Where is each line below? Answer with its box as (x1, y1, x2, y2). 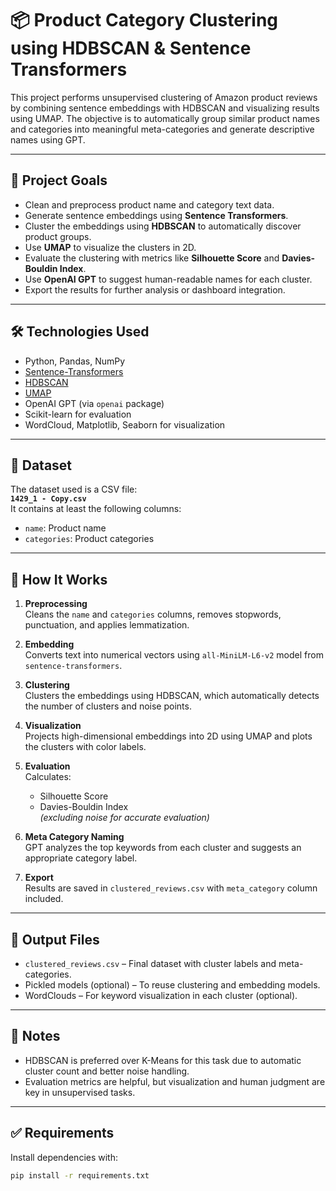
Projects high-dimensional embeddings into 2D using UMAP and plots (24, 730, 313, 742)
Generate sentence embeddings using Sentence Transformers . (24, 209, 289, 221)
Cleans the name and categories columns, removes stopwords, (24, 608, 282, 621)
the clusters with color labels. (24, 741, 147, 753)
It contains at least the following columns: (10, 503, 182, 515)
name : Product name (24, 522, 107, 534)
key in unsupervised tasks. (24, 1086, 136, 1098)
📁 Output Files (10, 931, 100, 948)
